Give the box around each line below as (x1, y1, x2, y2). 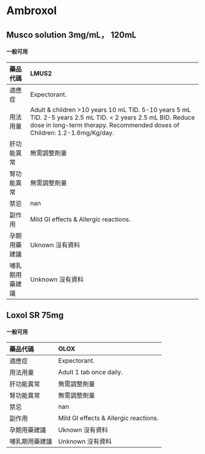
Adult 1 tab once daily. (58, 368, 123, 377)
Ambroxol (6, 4, 57, 18)
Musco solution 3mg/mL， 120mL (6, 29, 137, 40)
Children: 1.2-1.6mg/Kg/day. (30, 128, 114, 137)
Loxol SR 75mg (6, 310, 64, 320)
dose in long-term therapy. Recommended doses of (30, 121, 180, 129)
